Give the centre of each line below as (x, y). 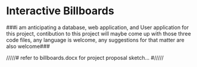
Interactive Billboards (60, 11)
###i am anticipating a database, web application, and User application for (98, 27)
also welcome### (28, 46)
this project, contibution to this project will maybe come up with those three (99, 33)
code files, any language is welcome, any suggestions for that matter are (95, 40)
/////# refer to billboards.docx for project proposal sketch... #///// (85, 58)
